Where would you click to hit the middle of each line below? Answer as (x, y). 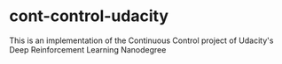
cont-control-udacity (89, 16)
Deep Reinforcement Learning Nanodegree (88, 49)
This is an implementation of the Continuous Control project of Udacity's (141, 40)
